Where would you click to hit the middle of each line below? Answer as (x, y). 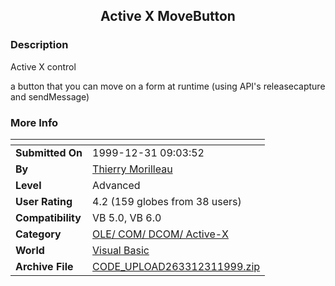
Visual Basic (121, 250)
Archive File (44, 266)
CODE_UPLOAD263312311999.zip (176, 266)
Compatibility (48, 217)
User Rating (44, 201)
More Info (34, 122)
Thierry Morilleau (132, 169)
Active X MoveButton (168, 16)
